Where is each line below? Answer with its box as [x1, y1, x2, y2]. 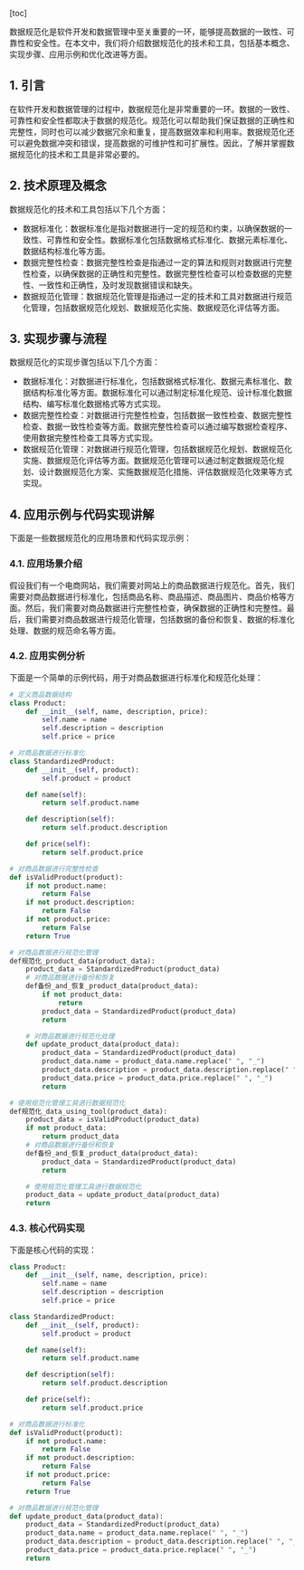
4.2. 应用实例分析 [9, 650, 86, 662]
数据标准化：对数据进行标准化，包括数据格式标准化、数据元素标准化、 [22, 376, 285, 387]
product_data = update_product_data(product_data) [25, 1190, 221, 1200]
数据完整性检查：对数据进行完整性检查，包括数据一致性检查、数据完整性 [22, 410, 292, 421]
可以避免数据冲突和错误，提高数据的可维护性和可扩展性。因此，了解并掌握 [9, 138, 287, 148]
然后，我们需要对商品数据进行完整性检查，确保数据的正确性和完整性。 [24, 602, 287, 614]
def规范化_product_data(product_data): [9, 956, 156, 966]
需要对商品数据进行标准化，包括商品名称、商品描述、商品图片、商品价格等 [9, 591, 287, 602]
